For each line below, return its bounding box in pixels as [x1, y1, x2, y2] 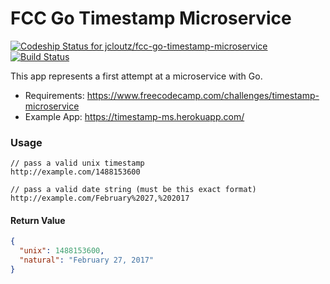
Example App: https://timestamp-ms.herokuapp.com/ [24, 110, 245, 122]
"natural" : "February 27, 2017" [19, 255, 155, 266]
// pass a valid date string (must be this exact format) [10, 185, 257, 195]
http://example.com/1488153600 [10, 167, 141, 177]
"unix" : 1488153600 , [19, 246, 105, 256]
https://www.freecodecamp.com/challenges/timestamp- [86, 89, 320, 101]
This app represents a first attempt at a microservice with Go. [10, 70, 263, 82]
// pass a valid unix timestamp [10, 158, 145, 169]
